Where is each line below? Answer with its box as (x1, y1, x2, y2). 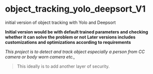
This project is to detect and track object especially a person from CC (5, 49, 145, 55)
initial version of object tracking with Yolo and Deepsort (5, 19, 116, 25)
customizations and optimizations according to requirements (5, 39, 131, 45)
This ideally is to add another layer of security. (17, 63, 110, 69)
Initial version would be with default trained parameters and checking (5, 29, 148, 35)
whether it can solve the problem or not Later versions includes (5, 34, 136, 40)
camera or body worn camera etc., (5, 54, 75, 59)
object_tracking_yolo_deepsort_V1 (5, 3, 146, 15)
